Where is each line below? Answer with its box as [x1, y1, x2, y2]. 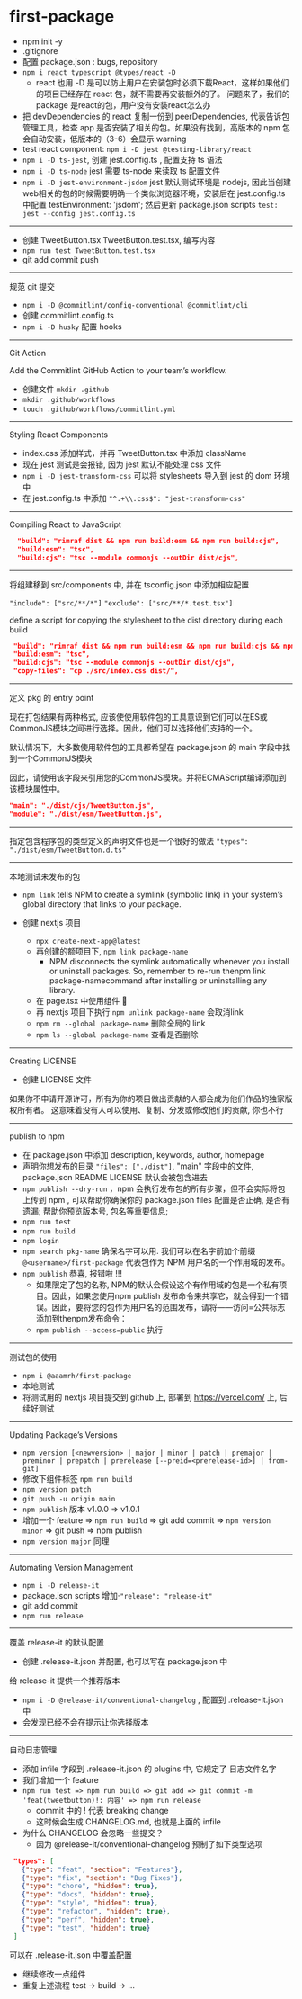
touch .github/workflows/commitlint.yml [22, 405, 176, 414]
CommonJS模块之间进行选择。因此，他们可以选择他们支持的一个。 [9, 722, 258, 734]
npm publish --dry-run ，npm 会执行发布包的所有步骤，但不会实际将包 [22, 1183, 286, 1194]
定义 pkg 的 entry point [9, 693, 94, 704]
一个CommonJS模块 [16, 753, 93, 764]
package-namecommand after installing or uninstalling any [49, 974, 268, 986]
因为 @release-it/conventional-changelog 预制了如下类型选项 [35, 1838, 263, 1850]
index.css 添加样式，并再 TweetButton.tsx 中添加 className [22, 447, 247, 458]
